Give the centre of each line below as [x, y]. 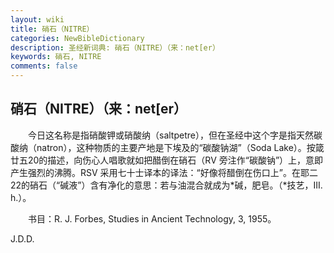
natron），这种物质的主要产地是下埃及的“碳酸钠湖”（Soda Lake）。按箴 [180, 147]
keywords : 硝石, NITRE [56, 57]
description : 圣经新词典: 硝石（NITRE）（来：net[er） [115, 47]
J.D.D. [22, 238]
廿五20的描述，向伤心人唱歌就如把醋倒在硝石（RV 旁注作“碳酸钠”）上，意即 [167, 160]
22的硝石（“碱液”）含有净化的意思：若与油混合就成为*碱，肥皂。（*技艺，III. [166, 185]
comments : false [44, 66]
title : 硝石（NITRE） [52, 29]
